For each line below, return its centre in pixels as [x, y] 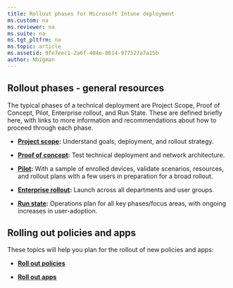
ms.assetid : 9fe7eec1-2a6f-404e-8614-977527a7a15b [83, 54]
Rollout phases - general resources [86, 88]
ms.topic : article [34, 46]
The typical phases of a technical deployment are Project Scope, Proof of [114, 105]
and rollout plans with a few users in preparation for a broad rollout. [115, 176]
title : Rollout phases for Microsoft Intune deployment [91, 14]
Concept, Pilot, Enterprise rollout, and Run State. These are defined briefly [115, 113]
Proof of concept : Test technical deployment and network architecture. [121, 155]
